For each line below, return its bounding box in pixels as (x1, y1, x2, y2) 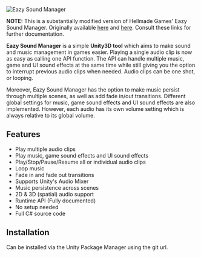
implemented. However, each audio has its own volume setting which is (6, 105, 185, 112)
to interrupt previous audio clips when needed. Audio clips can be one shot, (6, 68, 196, 75)
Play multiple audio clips (15, 145, 76, 153)
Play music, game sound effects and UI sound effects (15, 152, 149, 159)
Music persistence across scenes (15, 184, 99, 191)
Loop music (15, 164, 45, 172)
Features (6, 129, 41, 139)
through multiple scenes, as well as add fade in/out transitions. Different (6, 93, 186, 99)
